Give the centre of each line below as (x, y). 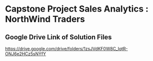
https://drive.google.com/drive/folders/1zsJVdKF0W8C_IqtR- (66, 49)
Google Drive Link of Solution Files (58, 37)
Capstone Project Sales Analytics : (77, 9)
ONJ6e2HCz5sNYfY (26, 54)
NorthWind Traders (45, 19)
